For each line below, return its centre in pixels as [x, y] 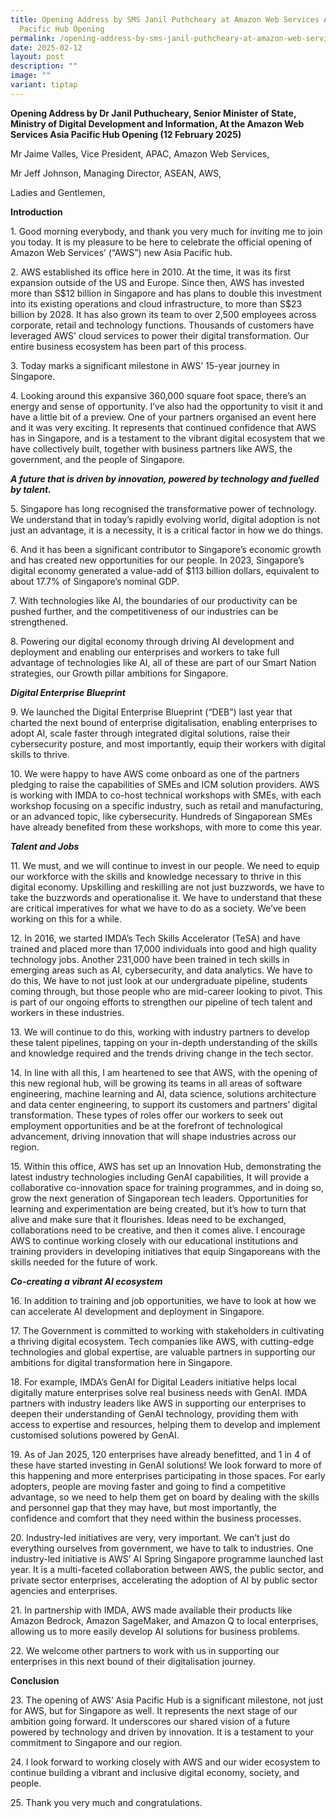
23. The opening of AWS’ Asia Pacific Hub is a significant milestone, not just [167, 1700]
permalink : [33, 38]
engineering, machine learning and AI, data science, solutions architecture [163, 1093]
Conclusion [35, 1680]
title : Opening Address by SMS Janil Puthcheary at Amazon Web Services [165, 19]
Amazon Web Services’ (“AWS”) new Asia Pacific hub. [121, 252]
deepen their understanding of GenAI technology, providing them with [154, 1413]
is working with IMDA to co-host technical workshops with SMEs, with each [166, 795]
